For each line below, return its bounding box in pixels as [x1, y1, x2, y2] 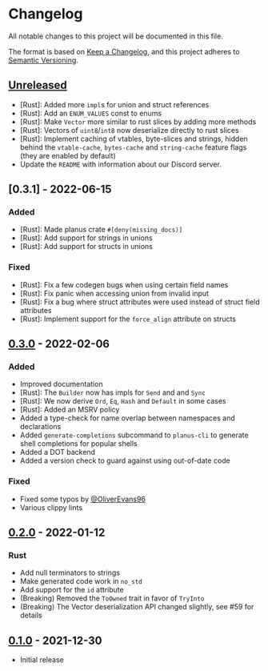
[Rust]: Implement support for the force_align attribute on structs [19, 314, 237, 323]
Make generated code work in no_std [19, 577, 142, 586]
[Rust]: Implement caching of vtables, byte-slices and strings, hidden [19, 134, 248, 143]
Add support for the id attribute [19, 585, 124, 595]
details [19, 610, 42, 621]
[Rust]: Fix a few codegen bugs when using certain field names [19, 279, 229, 289]
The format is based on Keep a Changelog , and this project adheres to [8, 46, 240, 56]
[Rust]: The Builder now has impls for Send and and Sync [19, 388, 206, 397]
